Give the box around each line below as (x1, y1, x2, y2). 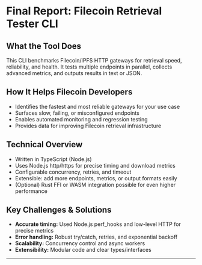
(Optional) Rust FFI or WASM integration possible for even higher (14, 181, 176, 188)
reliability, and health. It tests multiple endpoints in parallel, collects (6, 63, 173, 70)
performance (14, 187, 48, 195)
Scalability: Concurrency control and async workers (14, 240, 145, 247)
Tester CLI (6, 17, 58, 31)
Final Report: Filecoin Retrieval (6, 4, 162, 18)
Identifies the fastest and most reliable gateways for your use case (14, 103, 180, 110)
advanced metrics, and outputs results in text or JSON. (6, 70, 142, 76)
